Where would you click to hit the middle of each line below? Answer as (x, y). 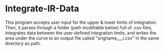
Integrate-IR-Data (42, 9)
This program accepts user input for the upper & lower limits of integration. (81, 22)
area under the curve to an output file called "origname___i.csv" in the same (82, 38)
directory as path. (23, 43)
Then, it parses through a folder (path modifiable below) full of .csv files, (79, 27)
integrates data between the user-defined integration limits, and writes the (81, 33)
